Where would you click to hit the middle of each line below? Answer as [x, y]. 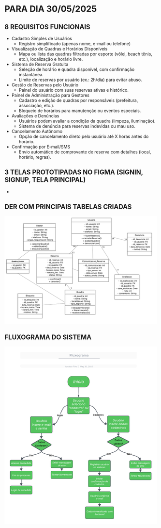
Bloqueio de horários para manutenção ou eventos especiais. [80, 111]
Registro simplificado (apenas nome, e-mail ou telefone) [75, 44]
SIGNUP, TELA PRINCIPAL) [45, 180]
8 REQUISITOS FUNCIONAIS [47, 27]
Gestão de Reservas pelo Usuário [45, 85]
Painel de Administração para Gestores [51, 95]
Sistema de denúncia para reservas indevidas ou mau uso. [77, 126]
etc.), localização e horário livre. [51, 59]
